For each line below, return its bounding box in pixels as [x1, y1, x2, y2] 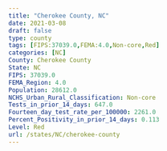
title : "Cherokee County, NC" [8, 11, 110, 20]
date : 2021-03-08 [8, 19, 67, 27]
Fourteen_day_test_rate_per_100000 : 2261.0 [8, 109, 157, 117]
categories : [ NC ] [8, 49, 67, 57]
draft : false [8, 26, 52, 34]
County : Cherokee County [8, 57, 92, 65]
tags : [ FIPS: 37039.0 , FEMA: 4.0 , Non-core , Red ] [8, 42, 160, 50]
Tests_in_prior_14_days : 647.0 [8, 101, 113, 109]
